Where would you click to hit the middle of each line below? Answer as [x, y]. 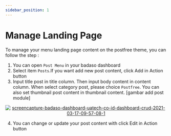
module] [22, 98]
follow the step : [22, 55]
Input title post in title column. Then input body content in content [82, 81]
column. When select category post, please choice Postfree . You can [86, 87]
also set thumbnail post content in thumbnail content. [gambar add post [88, 92]
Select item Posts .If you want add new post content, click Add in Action [88, 70]
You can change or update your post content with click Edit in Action [85, 123]
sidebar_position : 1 [27, 10]
